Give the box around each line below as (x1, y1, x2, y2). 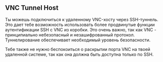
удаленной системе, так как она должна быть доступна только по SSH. (5, 51, 154, 57)
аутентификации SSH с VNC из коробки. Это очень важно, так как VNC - (5, 26, 157, 33)
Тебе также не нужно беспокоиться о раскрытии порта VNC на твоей (5, 46, 151, 52)
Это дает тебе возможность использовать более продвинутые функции (5, 22, 155, 27)
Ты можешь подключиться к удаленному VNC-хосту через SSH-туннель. (5, 16, 159, 22)
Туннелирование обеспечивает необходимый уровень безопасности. (5, 37, 151, 43)
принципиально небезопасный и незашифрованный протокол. (5, 32, 135, 37)
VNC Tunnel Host (5, 4, 59, 12)
